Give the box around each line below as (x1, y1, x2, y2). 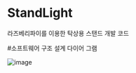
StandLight (7, 5, 73, 21)
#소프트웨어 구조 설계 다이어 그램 (7, 44, 97, 52)
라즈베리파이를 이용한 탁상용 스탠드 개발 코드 (7, 29, 130, 37)
